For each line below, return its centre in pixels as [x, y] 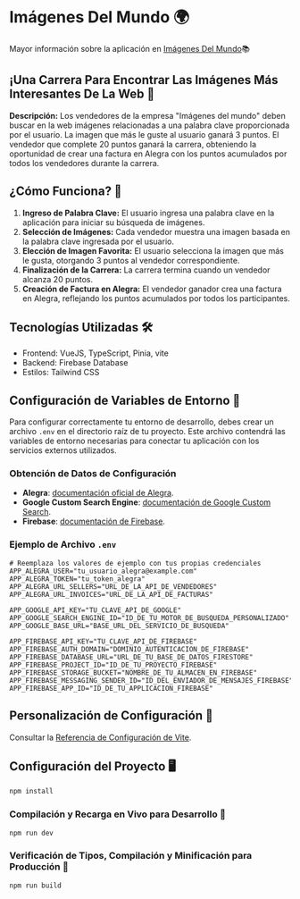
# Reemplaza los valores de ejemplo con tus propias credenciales [135, 563]
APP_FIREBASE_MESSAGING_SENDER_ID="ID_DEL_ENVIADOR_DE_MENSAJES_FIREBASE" [151, 680]
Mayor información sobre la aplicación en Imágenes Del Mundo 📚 [130, 48]
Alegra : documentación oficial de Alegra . [98, 493]
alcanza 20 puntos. [58, 279]
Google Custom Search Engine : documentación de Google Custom [146, 502]
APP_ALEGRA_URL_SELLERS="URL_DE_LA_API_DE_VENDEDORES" [113, 586]
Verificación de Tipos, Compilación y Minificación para [131, 856]
